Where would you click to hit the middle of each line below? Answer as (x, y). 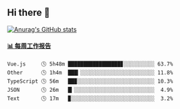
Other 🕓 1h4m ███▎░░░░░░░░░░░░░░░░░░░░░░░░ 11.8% (90, 73)
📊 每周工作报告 (29, 46)
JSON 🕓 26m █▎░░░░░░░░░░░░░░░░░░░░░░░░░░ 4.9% (90, 90)
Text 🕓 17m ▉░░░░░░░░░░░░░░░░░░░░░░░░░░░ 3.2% (90, 99)
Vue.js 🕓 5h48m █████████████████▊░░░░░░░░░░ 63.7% (90, 64)
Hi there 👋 (29, 13)
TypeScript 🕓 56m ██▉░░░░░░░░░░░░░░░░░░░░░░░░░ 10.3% (90, 81)
